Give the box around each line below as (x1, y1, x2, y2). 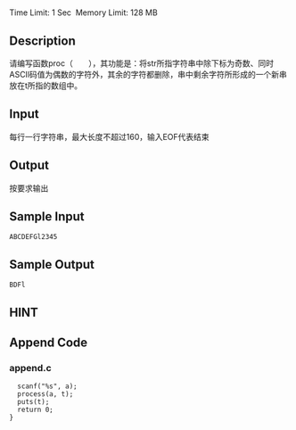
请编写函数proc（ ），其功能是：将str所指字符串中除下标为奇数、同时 (9, 58, 275, 69)
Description (9, 33, 76, 48)
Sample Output (9, 257, 95, 272)
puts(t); (17, 398, 50, 407)
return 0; (17, 405, 53, 415)
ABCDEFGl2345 (9, 233, 58, 242)
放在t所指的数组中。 (9, 80, 83, 91)
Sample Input (9, 209, 85, 225)
